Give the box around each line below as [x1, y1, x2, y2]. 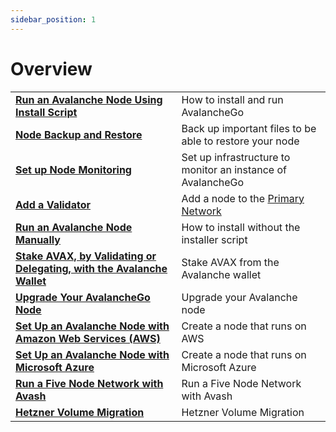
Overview [10, 57, 93, 80]
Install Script [15, 105, 78, 119]
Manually [15, 232, 61, 246]
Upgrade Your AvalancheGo [15, 290, 151, 304]
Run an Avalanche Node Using [15, 92, 163, 106]
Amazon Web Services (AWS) [15, 331, 161, 345]
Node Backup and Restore [15, 127, 143, 141]
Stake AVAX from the [181, 255, 280, 269]
